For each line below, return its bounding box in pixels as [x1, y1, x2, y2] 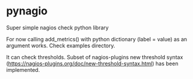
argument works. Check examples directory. [6, 42, 115, 49]
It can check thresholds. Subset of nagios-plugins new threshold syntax [6, 53, 183, 60]
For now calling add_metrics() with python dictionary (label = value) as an [6, 35, 187, 42]
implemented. [6, 66, 40, 73]
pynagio [6, 4, 48, 18]
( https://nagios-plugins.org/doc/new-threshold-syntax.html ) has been [6, 60, 179, 67]
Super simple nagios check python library [6, 24, 109, 31]
